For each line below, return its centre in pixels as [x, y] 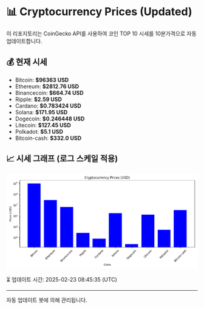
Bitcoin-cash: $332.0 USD [48, 138]
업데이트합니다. [24, 41]
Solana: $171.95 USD [41, 112]
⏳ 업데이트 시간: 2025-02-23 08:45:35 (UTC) [62, 279]
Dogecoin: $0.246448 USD [50, 119]
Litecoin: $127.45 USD [43, 125]
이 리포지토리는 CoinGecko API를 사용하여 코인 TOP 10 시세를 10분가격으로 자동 [101, 33]
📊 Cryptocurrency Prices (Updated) [99, 12]
